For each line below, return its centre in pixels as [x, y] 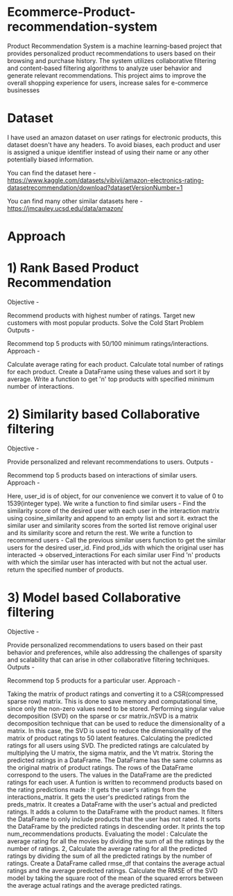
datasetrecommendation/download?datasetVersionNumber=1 [95, 187]
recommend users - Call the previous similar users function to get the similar [116, 540]
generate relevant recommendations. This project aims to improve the [107, 75]
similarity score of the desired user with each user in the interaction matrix [113, 511]
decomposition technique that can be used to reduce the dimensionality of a [116, 723]
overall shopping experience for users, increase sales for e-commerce [108, 82]
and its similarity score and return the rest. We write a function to [100, 533]
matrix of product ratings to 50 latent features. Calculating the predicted [110, 738]
